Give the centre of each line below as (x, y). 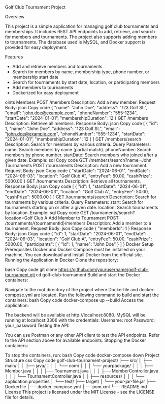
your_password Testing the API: (37, 325)
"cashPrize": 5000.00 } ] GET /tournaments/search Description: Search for (81, 197)
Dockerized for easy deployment (45, 93)
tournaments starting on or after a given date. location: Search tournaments (82, 207)
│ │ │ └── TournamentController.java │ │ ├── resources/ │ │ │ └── (75, 376)
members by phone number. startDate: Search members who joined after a (81, 155)
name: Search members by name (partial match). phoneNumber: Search (78, 150)
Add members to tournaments (43, 88)
